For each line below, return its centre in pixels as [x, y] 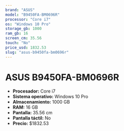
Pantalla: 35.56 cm [32, 113]
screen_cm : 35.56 [24, 38]
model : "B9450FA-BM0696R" [32, 15]
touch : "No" [18, 43]
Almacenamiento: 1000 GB [41, 102]
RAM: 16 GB [25, 107]
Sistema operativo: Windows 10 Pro [50, 97]
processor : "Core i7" [28, 19]
